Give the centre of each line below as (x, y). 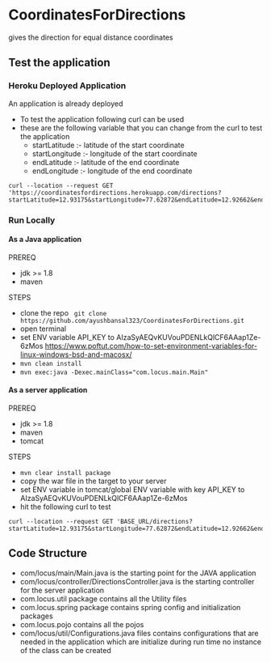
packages (37, 616)
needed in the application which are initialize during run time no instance (141, 642)
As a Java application (45, 240)
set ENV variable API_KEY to (67, 337)
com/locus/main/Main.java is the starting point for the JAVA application (138, 573)
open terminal (43, 329)
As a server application (48, 390)
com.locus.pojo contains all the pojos (82, 624)
